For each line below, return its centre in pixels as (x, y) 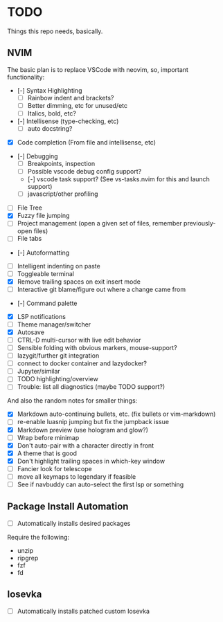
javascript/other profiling (63, 194)
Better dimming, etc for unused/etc (78, 105)
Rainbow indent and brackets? (71, 98)
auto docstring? (50, 128)
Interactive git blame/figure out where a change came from (101, 289)
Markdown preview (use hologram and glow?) (83, 430)
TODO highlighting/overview (57, 379)
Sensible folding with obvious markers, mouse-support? (97, 348)
